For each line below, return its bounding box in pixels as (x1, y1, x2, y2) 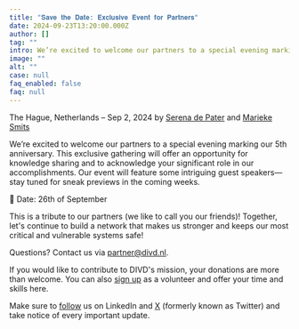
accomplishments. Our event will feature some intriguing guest (9, 166, 239, 178)
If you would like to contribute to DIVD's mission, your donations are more (9, 264, 280, 275)
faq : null (9, 87, 46, 96)
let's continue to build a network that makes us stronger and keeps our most (9, 220, 289, 231)
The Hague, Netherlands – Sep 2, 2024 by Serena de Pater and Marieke (9, 112, 273, 123)
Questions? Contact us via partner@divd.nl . (9, 246, 169, 258)
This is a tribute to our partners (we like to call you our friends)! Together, (9, 211, 278, 221)
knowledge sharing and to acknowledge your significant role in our (9, 157, 255, 168)
